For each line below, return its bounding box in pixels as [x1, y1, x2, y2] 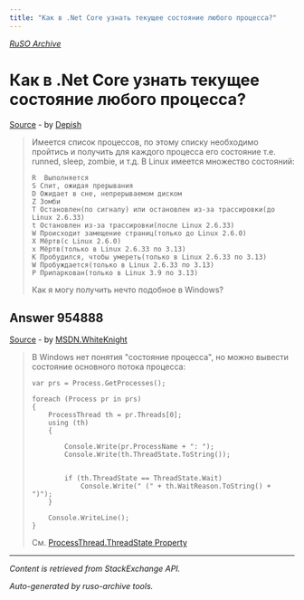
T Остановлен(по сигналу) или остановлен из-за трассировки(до [31, 205, 276, 214]
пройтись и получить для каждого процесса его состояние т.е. [31, 146, 276, 157]
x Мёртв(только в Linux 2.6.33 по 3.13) [31, 244, 186, 253]
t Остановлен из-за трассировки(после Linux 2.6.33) [31, 221, 235, 230]
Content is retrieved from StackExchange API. [9, 563, 181, 575]
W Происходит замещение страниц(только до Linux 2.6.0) [31, 228, 247, 238]
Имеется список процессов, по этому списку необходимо [31, 137, 260, 148]
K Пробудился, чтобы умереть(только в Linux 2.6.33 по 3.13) [31, 252, 268, 262]
